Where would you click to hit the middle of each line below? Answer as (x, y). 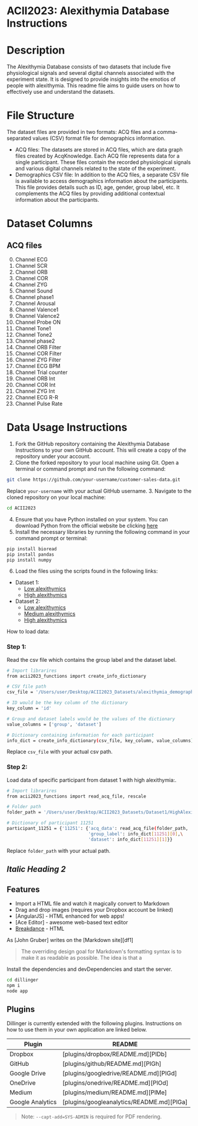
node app (17, 991)
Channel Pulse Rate (39, 404)
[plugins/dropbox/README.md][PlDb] (114, 1054)
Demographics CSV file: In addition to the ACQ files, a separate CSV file (102, 175)
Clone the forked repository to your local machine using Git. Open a (97, 462)
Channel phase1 (34, 297)
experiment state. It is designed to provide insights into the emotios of (91, 79)
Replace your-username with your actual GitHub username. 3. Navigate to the (99, 491)
